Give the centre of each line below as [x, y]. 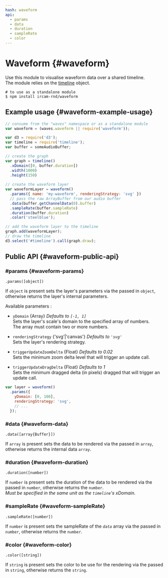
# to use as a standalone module [40, 92]
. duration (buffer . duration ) [39, 213]
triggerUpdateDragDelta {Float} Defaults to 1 [59, 367]
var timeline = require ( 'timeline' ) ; [45, 143]
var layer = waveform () [30, 387]
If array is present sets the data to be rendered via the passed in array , [79, 444]
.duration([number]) [27, 473]
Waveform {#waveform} [57, 63]
